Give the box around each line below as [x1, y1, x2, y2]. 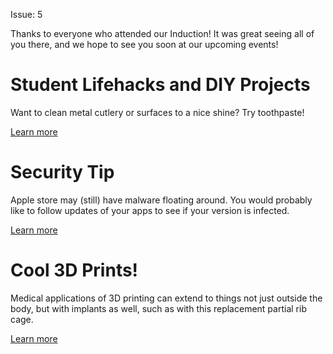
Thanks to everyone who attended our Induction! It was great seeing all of [10, 28, 315, 39]
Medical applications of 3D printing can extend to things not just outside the [10, 292, 323, 304]
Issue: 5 [10, 9, 43, 20]
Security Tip [10, 161, 115, 184]
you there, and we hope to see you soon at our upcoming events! [10, 39, 279, 50]
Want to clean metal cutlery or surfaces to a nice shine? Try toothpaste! [10, 106, 305, 118]
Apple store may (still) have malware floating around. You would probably [10, 194, 313, 206]
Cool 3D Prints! [10, 259, 139, 282]
